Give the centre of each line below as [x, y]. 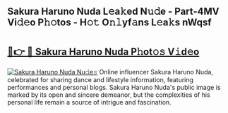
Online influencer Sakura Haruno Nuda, [156, 72]
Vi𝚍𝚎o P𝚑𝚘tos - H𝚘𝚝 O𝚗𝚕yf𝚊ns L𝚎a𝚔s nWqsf [109, 23]
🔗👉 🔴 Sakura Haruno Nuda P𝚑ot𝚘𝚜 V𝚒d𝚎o [103, 52]
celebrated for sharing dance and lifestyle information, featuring [101, 80]
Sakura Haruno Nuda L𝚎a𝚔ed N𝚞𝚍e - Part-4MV [113, 12]
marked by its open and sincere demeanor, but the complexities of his [109, 95]
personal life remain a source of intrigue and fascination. [89, 102]
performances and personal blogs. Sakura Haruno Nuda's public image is [114, 87]
